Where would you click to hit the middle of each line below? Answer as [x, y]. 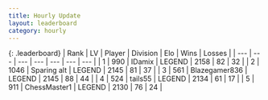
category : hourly [37, 30]
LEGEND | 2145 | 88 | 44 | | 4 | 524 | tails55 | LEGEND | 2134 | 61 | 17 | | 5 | [132, 79]
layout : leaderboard [43, 23]
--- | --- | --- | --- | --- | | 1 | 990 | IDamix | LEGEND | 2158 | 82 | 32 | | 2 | [138, 62]
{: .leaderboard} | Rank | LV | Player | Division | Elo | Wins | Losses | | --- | [130, 54]
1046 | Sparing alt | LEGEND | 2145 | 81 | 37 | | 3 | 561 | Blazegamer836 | [128, 70]
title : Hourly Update [45, 16]
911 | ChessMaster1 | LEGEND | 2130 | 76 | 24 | [85, 87]
